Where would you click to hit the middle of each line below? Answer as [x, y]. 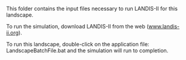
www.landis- [164, 26]
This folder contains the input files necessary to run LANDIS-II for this [92, 9]
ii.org [13, 33]
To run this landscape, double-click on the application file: [78, 44]
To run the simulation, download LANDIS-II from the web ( [77, 26]
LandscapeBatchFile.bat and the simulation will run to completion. [87, 50]
